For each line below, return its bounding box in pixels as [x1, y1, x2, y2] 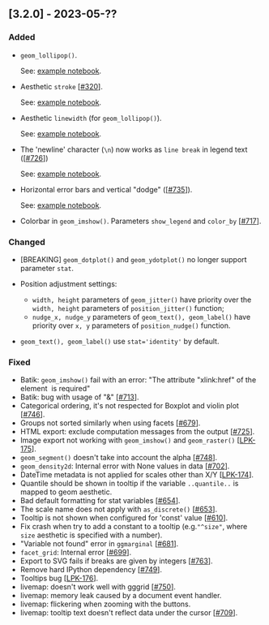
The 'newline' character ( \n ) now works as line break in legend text [19, 144, 248, 154]
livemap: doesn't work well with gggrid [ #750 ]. [19, 582, 177, 592]
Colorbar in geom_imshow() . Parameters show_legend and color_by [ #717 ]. [19, 216, 262, 226]
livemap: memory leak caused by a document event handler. [19, 591, 222, 601]
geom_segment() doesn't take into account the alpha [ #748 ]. [19, 453, 218, 463]
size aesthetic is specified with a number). [19, 530, 163, 540]
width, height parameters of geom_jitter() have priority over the [32, 295, 252, 304]
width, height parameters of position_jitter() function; [32, 303, 224, 312]
